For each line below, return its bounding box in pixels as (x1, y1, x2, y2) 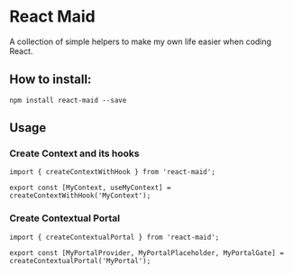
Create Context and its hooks (9, 147, 140, 160)
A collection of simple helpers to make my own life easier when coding (9, 36, 272, 47)
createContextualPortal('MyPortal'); (9, 256, 151, 265)
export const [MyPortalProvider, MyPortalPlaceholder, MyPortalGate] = (9, 248, 284, 258)
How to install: (9, 72, 92, 87)
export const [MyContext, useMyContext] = (9, 183, 171, 193)
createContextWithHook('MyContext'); (9, 191, 151, 200)
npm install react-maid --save (9, 96, 127, 105)
